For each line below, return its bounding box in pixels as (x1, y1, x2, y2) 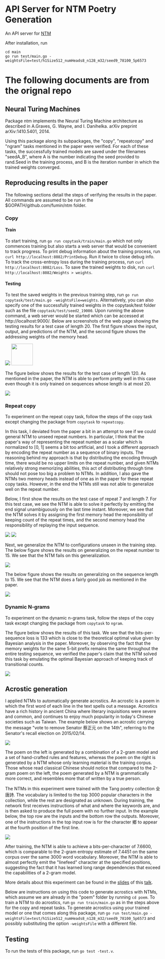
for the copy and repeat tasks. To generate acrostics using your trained (5, 905, 150, 911)
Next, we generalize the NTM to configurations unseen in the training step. (5, 542, 157, 548)
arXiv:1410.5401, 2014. (5, 128, 50, 134)
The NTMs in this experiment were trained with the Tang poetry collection (5, 786, 155, 792)
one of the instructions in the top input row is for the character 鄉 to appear (5, 819, 158, 825)
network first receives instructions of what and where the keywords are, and (5, 803, 160, 809)
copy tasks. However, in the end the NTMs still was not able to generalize (5, 481, 154, 487)
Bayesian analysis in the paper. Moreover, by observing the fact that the (5, 640, 151, 646)
